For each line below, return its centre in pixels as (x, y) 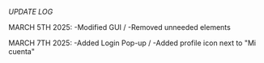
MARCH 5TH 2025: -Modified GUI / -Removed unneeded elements (119, 27)
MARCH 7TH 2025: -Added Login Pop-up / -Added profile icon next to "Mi (132, 43)
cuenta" (21, 51)
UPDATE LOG (31, 12)
